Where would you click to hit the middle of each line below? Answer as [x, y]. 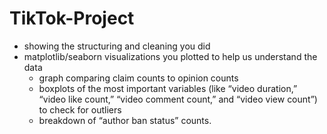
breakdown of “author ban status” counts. [125, 120]
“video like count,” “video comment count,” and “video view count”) [178, 99]
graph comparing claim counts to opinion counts [138, 78]
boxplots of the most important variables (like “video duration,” [168, 88]
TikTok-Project [72, 18]
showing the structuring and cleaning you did [117, 46]
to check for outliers [80, 109]
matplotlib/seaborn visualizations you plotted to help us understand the [170, 56]
